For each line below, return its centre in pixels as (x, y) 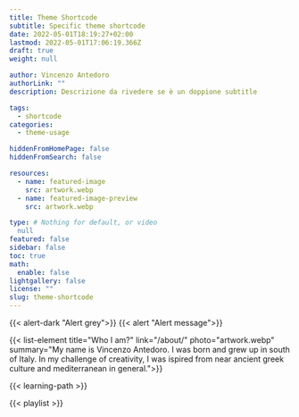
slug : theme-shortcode (51, 297)
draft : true (31, 51)
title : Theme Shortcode (54, 17)
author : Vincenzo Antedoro (59, 75)
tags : (19, 108)
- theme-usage (43, 133)
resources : (29, 173)
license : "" (31, 289)
